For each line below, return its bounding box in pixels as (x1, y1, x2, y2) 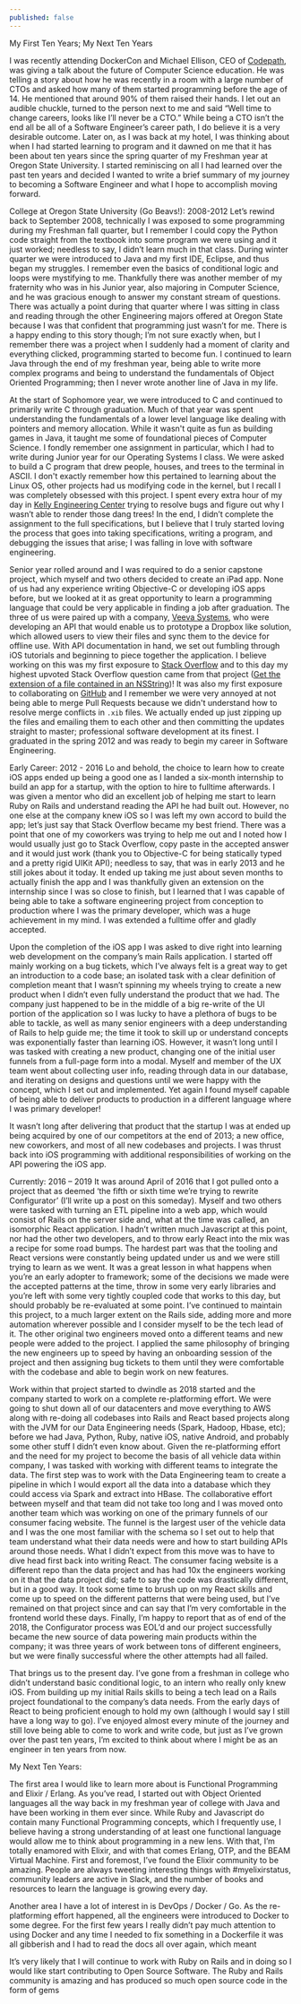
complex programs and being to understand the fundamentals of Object (9, 367, 275, 378)
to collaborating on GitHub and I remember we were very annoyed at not (9, 687, 277, 699)
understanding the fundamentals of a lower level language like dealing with (9, 413, 287, 424)
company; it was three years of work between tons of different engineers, (9, 1640, 282, 1651)
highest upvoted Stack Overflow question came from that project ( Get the (9, 668, 281, 679)
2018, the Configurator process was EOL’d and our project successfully (9, 1621, 272, 1632)
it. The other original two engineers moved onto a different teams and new (9, 1328, 284, 1339)
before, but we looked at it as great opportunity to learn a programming (9, 592, 272, 603)
